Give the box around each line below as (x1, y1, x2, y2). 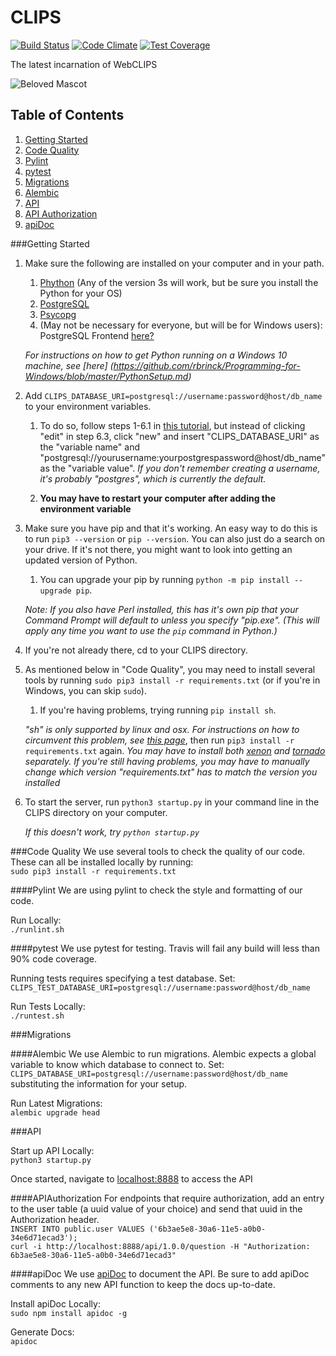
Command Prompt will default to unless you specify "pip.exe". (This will (24, 614, 320, 626)
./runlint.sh (10, 924, 65, 935)
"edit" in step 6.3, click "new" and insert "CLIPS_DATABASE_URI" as (39, 430, 320, 442)
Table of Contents (10, 107, 125, 124)
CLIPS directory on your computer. (24, 806, 168, 818)
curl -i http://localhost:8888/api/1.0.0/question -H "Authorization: (10, 1241, 311, 1251)
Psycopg (39, 308, 77, 320)
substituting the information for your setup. (10, 1077, 188, 1090)
